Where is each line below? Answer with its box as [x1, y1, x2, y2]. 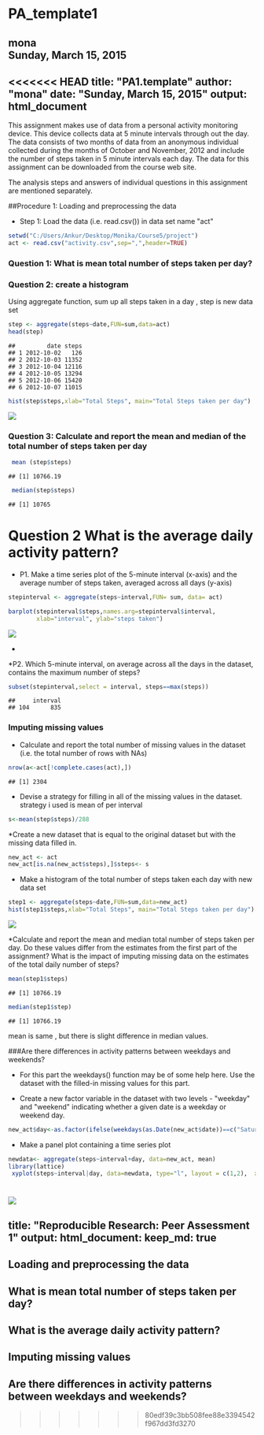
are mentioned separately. [8, 186, 93, 195]
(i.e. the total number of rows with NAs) [19, 748, 148, 757]
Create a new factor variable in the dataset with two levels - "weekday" [19, 1093, 251, 1103]
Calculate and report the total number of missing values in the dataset [19, 740, 246, 749]
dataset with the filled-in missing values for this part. [19, 1078, 190, 1087]
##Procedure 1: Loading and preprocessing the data [8, 202, 177, 211]
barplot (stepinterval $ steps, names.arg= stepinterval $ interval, [8, 608, 216, 615]
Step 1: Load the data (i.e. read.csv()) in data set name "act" [19, 217, 214, 226]
